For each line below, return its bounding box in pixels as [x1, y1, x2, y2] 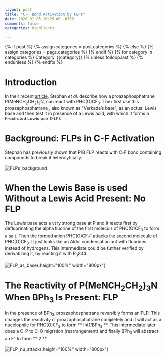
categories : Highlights [5, 26, 55, 31]
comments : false [5, 21, 39, 26]
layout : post [5, 7, 32, 12]
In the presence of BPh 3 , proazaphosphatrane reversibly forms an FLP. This [5, 310, 160, 317]
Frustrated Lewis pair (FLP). [5, 115, 62, 121]
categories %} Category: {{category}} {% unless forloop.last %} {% [5, 54, 144, 60]
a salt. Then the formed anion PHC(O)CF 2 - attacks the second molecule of [5, 232, 158, 239]
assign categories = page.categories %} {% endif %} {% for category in [5, 49, 153, 55]
